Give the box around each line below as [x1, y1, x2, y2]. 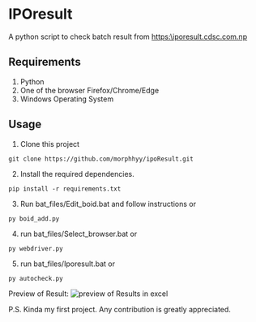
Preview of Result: [8, 289, 69, 298]
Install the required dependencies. [19, 169, 135, 178]
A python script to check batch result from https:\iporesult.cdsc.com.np [8, 32, 248, 41]
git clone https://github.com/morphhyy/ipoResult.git [8, 155, 194, 163]
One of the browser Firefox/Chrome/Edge [19, 85, 160, 95]
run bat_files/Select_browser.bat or [19, 229, 138, 238]
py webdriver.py [8, 244, 63, 252]
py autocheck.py [8, 274, 63, 282]
